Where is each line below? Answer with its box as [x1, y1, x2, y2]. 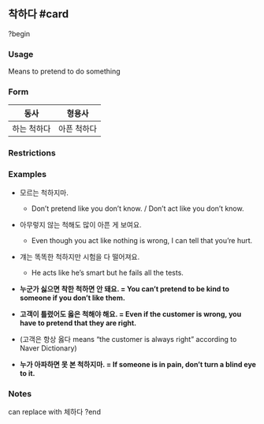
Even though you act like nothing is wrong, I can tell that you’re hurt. [31, 235, 253, 245]
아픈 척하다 [58, 123, 97, 134]
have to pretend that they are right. [19, 318, 137, 328]
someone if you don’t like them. [19, 293, 126, 302]
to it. [19, 368, 35, 377]
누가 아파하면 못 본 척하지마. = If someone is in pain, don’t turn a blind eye [19, 359, 256, 369]
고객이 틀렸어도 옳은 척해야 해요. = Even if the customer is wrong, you [19, 309, 242, 318]
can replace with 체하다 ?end [8, 407, 101, 416]
